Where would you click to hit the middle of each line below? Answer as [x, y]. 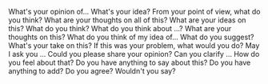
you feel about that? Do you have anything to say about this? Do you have [130, 62]
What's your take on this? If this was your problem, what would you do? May [134, 46]
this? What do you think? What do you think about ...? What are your [120, 28]
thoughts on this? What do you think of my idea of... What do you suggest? [131, 37]
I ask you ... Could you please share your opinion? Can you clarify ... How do [134, 54]
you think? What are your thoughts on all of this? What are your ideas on [127, 20]
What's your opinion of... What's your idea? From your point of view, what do [134, 12]
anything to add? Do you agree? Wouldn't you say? [92, 71]
